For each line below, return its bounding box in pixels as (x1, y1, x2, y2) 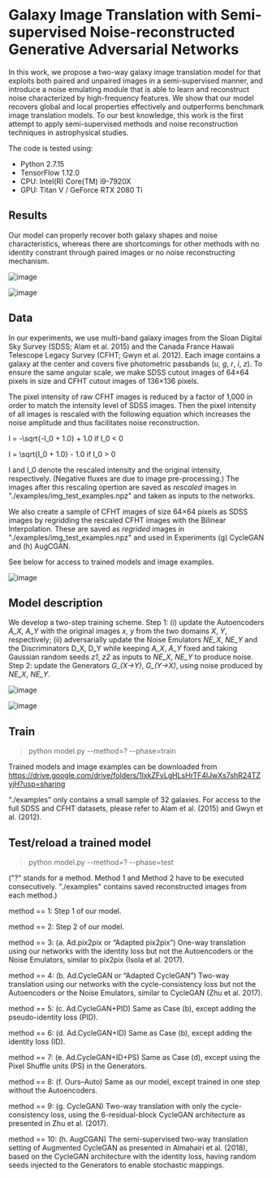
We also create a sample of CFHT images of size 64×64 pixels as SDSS (8, 506, 248, 516)
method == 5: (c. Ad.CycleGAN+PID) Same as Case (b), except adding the (8, 1004, 257, 1013)
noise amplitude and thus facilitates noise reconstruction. (8, 417, 201, 428)
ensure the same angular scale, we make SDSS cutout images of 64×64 (8, 367, 249, 377)
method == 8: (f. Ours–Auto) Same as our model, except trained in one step (8, 1077, 261, 1086)
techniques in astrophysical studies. (8, 128, 129, 137)
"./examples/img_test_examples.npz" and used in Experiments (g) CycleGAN (8, 532, 265, 542)
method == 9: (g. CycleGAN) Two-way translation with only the (8, 1102, 219, 1111)
